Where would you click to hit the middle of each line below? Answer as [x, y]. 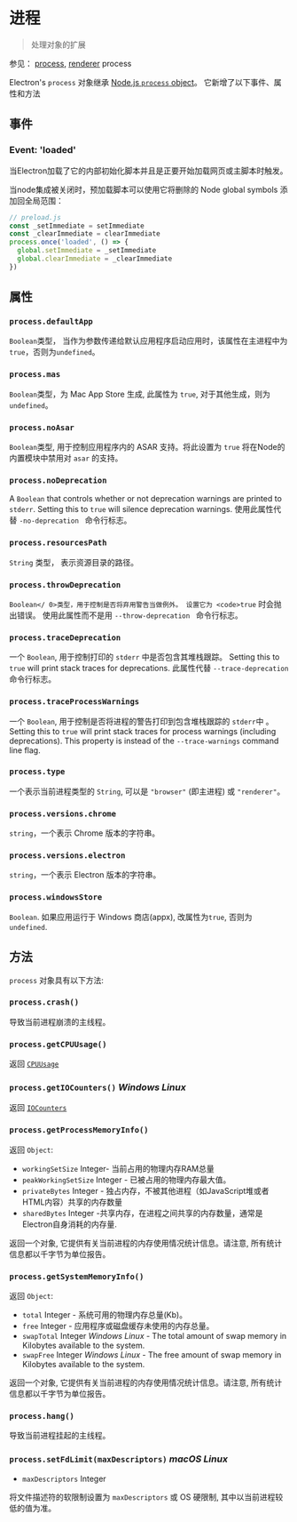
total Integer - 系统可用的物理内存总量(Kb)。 [105, 1315]
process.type [37, 772]
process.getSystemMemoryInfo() [77, 1276]
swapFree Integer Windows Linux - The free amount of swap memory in [152, 1355]
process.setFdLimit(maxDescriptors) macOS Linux [119, 1459]
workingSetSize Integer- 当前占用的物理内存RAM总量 [118, 1168]
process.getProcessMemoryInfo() [79, 1130]
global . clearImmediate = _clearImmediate [95, 259]
